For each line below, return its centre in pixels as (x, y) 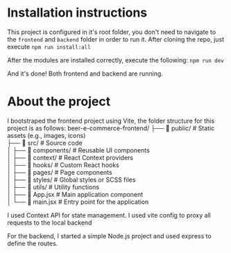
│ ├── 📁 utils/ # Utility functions (53, 187)
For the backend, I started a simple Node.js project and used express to (109, 236)
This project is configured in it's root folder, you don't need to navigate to (112, 32)
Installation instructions (77, 13)
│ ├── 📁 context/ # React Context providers (70, 157)
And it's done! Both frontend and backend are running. (85, 73)
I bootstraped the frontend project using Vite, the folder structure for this (111, 121)
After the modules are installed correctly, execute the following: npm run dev (115, 60)
